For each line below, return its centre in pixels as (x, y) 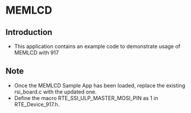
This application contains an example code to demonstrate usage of (97, 46)
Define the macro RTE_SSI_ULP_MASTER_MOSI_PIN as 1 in (86, 98)
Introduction (29, 32)
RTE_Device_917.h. (37, 104)
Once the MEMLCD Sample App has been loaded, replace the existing (100, 85)
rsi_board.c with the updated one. (55, 92)
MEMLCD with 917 (36, 53)
